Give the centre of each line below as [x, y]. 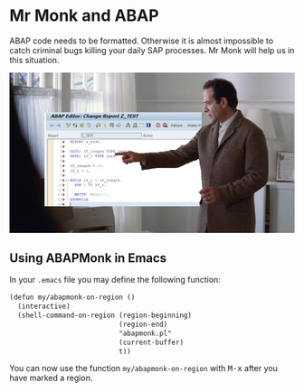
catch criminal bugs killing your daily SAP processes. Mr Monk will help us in [152, 50]
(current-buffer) [151, 343]
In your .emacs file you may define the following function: [115, 280]
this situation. [34, 60]
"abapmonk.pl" [145, 334]
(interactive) [44, 307]
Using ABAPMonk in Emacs [88, 258]
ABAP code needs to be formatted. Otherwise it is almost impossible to [142, 41]
